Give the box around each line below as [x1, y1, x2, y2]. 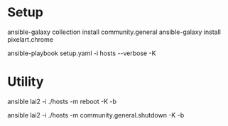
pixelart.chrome [7, 35, 53, 43]
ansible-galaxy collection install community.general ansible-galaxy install [7, 28, 222, 36]
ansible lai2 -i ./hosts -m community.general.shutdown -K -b [7, 110, 185, 119]
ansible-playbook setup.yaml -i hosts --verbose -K [7, 49, 156, 57]
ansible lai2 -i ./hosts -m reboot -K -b [7, 97, 117, 105]
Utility [7, 74, 44, 90]
